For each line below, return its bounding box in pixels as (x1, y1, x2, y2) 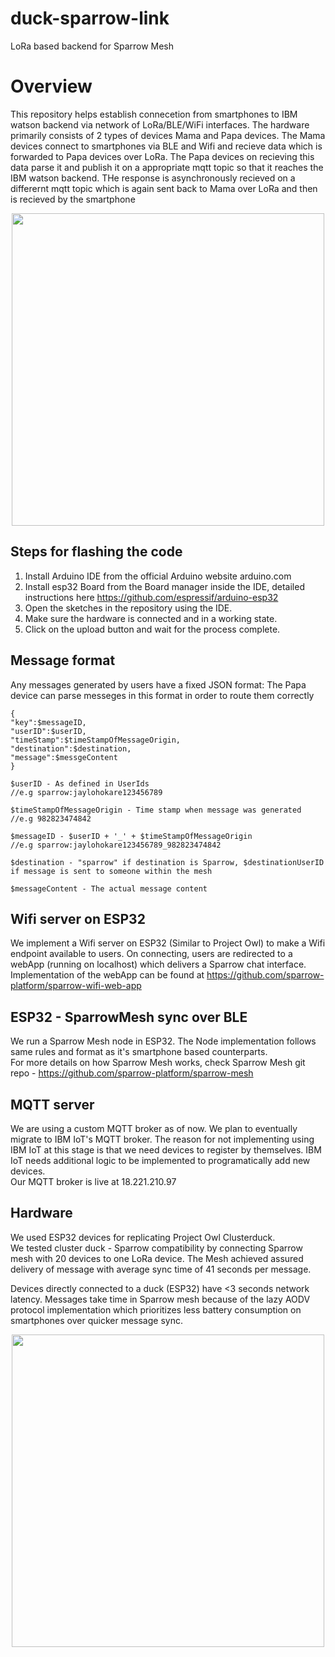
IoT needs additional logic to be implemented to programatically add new (10, 1154, 311, 1166)
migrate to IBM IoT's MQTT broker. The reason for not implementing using (10, 1133, 315, 1145)
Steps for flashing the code (10, 543, 183, 561)
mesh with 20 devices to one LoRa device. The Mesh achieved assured (10, 1252, 304, 1264)
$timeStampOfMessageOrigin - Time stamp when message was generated (10, 805, 302, 815)
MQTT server (10, 1096, 95, 1113)
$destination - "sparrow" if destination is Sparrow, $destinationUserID (10, 857, 325, 867)
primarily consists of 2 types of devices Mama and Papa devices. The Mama (10, 129, 326, 141)
